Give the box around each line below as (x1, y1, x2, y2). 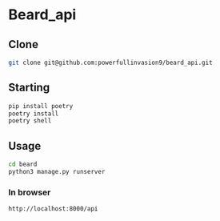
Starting (8, 81, 50, 94)
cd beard (8, 160, 38, 169)
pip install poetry (8, 102, 74, 110)
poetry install (8, 110, 59, 118)
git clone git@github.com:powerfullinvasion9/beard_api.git (8, 58, 214, 66)
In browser (8, 187, 51, 198)
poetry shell (8, 117, 52, 125)
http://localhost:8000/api (8, 205, 98, 213)
